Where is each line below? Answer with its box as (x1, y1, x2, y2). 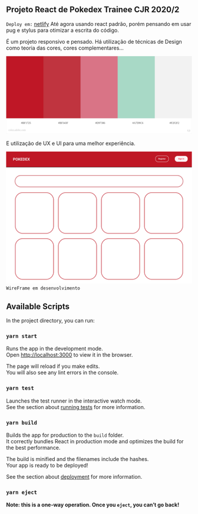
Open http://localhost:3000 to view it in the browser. (6, 351, 133, 358)
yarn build (6, 419, 37, 426)
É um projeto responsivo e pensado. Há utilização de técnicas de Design (6, 38, 182, 45)
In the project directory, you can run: (6, 317, 95, 324)
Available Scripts (6, 301, 70, 311)
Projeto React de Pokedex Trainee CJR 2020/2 (6, 5, 180, 15)
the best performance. (6, 444, 61, 451)
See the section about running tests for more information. (6, 403, 146, 410)
